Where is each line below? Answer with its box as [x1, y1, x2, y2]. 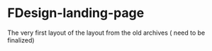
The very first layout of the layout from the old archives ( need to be [7, 28, 206, 37]
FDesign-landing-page [7, 5, 145, 21]
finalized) [7, 35, 35, 44]
